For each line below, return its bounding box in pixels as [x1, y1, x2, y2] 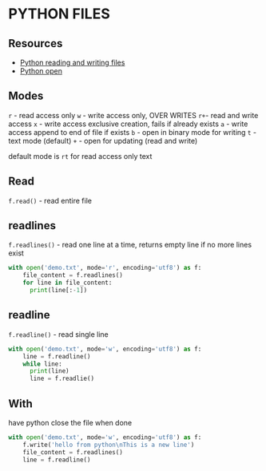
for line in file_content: [22, 279, 113, 287]
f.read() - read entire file [8, 196, 92, 205]
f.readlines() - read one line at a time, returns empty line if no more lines [8, 240, 252, 250]
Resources [8, 37, 63, 50]
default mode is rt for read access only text [8, 151, 153, 160]
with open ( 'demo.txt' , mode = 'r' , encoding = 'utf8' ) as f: [8, 264, 202, 272]
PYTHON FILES [8, 5, 110, 23]
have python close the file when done [8, 418, 133, 427]
